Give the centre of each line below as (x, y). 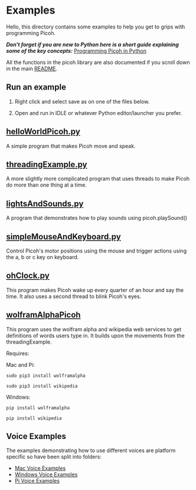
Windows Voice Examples (46, 475)
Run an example (36, 87)
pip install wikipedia (34, 418)
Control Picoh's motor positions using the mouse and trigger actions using (97, 251)
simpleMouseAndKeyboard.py (63, 237)
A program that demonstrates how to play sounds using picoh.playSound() (97, 218)
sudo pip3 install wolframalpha (46, 376)
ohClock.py (28, 276)
